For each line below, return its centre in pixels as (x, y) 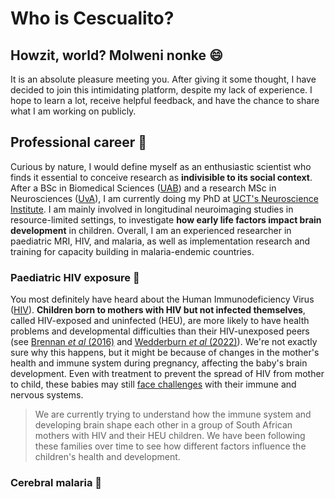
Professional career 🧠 (79, 142)
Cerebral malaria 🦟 (56, 483)
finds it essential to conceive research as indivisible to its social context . (161, 177)
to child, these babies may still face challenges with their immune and (153, 384)
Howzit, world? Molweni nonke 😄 (116, 55)
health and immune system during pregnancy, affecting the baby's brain (159, 363)
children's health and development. (107, 457)
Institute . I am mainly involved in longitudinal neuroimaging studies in (152, 209)
